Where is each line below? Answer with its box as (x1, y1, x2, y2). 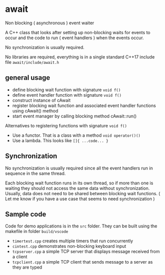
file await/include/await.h (5, 59, 59, 65)
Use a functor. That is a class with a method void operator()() (12, 132, 141, 138)
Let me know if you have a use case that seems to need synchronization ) (5, 196, 155, 202)
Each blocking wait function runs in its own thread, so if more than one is (5, 180, 154, 186)
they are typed (12, 264, 42, 271)
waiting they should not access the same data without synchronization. (5, 185, 150, 191)
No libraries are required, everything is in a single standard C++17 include (5, 54, 155, 60)
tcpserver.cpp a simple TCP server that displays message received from (12, 249, 160, 255)
